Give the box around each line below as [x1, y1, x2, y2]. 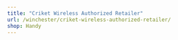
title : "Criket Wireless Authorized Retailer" [7, 9, 144, 17]
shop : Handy [7, 22, 41, 29]
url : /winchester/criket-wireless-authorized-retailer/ [7, 16, 171, 23]
